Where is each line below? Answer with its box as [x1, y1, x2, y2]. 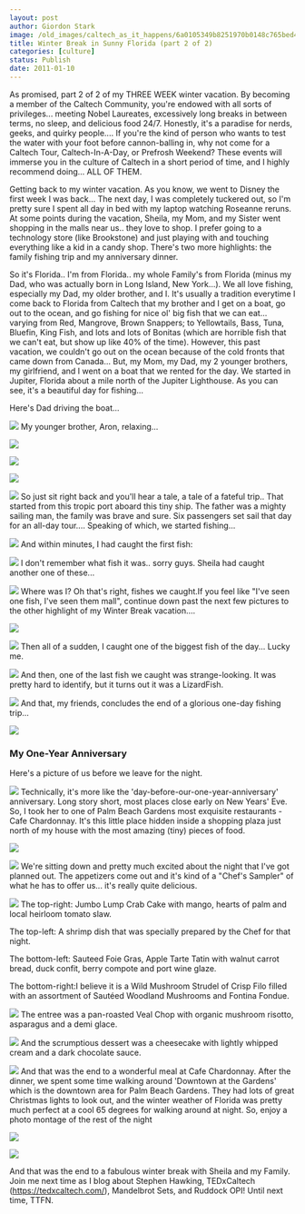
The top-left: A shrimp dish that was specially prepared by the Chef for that [9, 926, 290, 937]
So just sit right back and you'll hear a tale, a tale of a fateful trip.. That [20, 491, 284, 502]
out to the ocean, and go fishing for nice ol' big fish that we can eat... [9, 307, 268, 318]
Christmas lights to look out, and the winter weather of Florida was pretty [9, 1095, 283, 1106]
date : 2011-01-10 [9, 65, 75, 74]
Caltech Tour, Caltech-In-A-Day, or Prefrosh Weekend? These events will [9, 146, 283, 157]
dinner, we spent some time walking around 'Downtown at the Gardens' [9, 1076, 277, 1087]
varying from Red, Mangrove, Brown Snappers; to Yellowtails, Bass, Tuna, [9, 317, 284, 328]
